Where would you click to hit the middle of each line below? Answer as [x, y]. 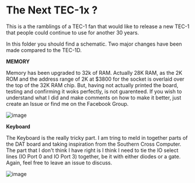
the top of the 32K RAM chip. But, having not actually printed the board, [92, 85]
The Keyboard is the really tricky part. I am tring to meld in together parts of [97, 137]
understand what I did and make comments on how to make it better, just [94, 98]
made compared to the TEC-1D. [44, 50]
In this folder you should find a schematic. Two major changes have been [94, 44]
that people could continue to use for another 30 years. [72, 32]
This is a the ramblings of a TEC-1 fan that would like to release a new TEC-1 [98, 26]
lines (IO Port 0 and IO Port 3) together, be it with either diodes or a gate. [93, 156]
